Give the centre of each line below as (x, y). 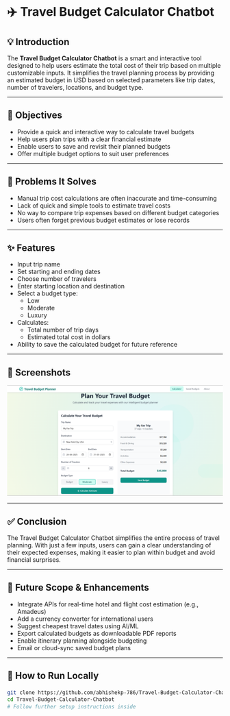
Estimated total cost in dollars (69, 337)
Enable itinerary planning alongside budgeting (82, 641)
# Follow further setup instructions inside (72, 707)
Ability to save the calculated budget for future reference (97, 345)
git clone (21, 692)
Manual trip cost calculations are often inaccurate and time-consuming (117, 198)
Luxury (37, 315)
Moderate (41, 308)
